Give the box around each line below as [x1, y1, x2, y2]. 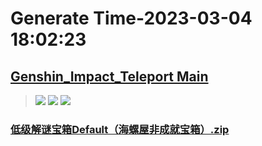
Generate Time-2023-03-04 [10, 7, 253, 30]
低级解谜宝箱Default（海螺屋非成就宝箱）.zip [10, 122, 230, 136]
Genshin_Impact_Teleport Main [10, 68, 209, 85]
